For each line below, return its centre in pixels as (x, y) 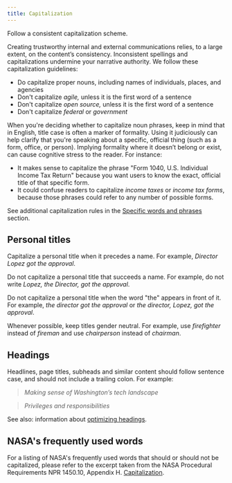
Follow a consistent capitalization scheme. (68, 33)
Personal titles (39, 240)
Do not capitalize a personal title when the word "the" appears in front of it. (114, 298)
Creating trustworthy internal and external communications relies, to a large (115, 46)
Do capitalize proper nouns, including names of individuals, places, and (119, 82)
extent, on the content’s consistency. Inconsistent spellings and (98, 54)
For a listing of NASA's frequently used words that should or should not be (113, 458)
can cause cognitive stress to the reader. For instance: (85, 154)
